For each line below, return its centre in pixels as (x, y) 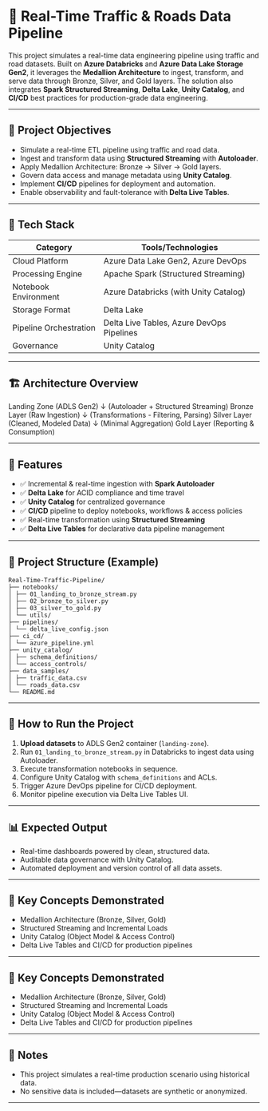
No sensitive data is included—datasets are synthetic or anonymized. (133, 1091)
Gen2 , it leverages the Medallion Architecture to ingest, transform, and (126, 72)
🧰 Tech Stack (41, 225)
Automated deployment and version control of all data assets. (121, 868)
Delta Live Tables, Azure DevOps (165, 323)
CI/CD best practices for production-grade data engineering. (108, 97)
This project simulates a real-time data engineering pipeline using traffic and (134, 55)
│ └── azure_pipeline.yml (51, 643)
